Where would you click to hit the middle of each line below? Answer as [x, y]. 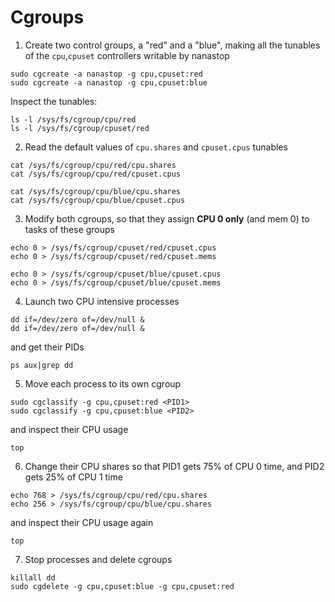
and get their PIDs [47, 347]
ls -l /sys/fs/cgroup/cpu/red [73, 119]
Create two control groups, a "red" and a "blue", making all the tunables [172, 45]
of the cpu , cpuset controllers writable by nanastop [127, 55]
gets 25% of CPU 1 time [73, 477]
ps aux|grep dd [42, 365]
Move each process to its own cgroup [103, 383]
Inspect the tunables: [54, 101]
